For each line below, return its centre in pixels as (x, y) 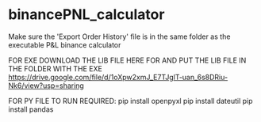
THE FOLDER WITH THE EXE (56, 68)
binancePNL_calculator (86, 15)
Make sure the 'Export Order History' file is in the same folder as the (119, 36)
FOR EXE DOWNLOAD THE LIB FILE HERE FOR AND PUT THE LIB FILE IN (127, 60)
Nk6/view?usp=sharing (46, 86)
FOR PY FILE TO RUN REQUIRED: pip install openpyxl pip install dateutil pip (130, 101)
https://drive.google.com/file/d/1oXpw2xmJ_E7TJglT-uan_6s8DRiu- (118, 77)
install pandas (31, 109)
